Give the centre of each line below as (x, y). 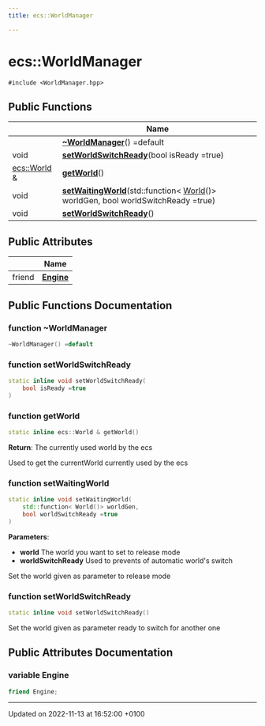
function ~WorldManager (58, 327)
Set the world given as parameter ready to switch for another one (114, 628)
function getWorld (44, 416)
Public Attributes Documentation (91, 653)
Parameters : (29, 537)
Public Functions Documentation (90, 305)
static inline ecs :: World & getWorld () (74, 432)
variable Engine (39, 675)
